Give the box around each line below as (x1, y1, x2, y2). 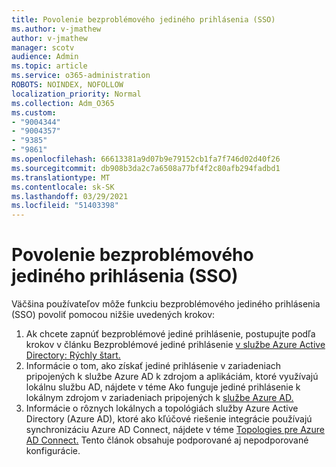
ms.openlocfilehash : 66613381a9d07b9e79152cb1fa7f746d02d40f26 (11, 154, 281, 164)
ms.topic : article (11, 61, 88, 71)
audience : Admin (11, 52, 79, 62)
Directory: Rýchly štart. (25, 349, 121, 361)
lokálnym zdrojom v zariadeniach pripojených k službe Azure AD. (25, 392, 294, 404)
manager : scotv (11, 42, 75, 53)
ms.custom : (11, 107, 57, 118)
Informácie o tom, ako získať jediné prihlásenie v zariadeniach (25, 360, 282, 372)
